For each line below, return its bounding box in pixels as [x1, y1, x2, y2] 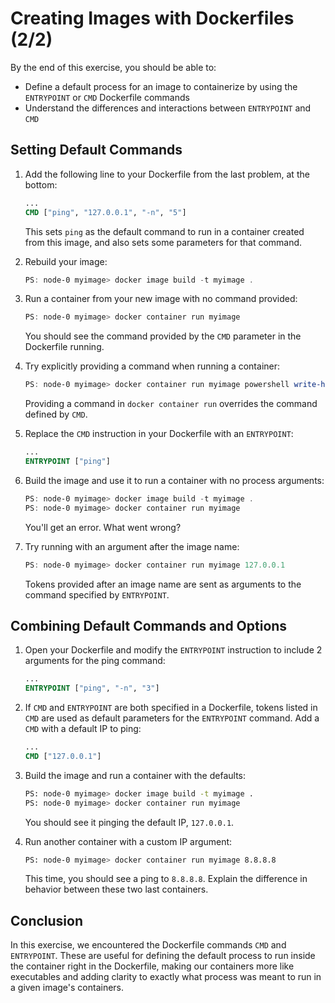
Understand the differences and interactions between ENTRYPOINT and [24, 102, 312, 114]
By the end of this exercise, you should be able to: [10, 61, 217, 73]
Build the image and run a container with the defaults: [24, 769, 246, 781]
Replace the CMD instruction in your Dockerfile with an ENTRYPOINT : [24, 428, 294, 440]
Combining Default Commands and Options [10, 617, 288, 634]
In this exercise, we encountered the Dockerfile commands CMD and [10, 939, 287, 951]
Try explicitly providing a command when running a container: [24, 360, 281, 372]
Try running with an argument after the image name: [24, 540, 240, 552]
